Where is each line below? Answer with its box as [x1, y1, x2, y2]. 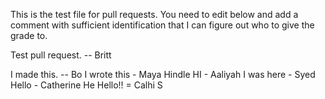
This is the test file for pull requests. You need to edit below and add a [10, 9, 299, 20]
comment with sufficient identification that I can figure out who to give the [10, 19, 315, 31]
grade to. [10, 30, 48, 41]
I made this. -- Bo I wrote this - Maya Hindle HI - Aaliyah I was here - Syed [10, 69, 316, 80]
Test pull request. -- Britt [10, 49, 112, 61]
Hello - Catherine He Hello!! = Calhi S [10, 79, 163, 91]
